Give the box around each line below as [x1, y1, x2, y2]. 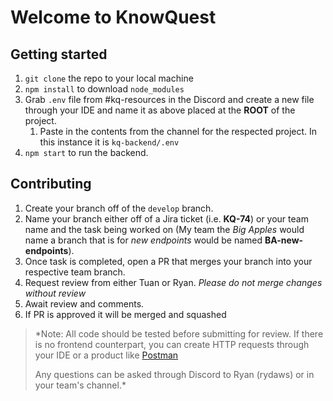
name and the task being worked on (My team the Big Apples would [24, 223, 305, 235]
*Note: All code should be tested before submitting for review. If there [34, 327, 324, 340]
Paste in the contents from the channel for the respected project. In [39, 126, 318, 137]
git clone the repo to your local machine [24, 72, 194, 84]
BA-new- [264, 234, 304, 246]
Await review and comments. [24, 297, 145, 310]
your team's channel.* [34, 379, 127, 391]
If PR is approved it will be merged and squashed [24, 308, 227, 320]
